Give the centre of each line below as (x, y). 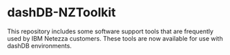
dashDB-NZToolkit (61, 13)
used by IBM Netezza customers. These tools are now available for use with (115, 38)
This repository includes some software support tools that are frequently (111, 31)
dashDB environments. (40, 45)
